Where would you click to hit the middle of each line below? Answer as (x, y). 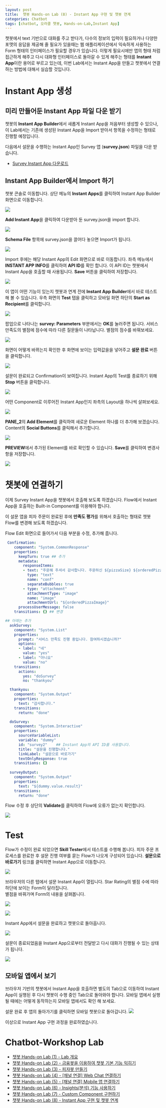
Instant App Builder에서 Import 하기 (60, 181)
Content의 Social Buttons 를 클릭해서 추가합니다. (53, 428)
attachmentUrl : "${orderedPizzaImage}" (68, 603)
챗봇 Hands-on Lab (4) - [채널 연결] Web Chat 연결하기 (66, 1076)
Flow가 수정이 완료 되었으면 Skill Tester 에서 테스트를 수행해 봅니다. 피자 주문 (80, 850)
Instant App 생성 (39, 91)
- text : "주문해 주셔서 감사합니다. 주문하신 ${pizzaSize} (77, 570)
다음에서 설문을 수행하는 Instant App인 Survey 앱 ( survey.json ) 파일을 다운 (79, 147)
